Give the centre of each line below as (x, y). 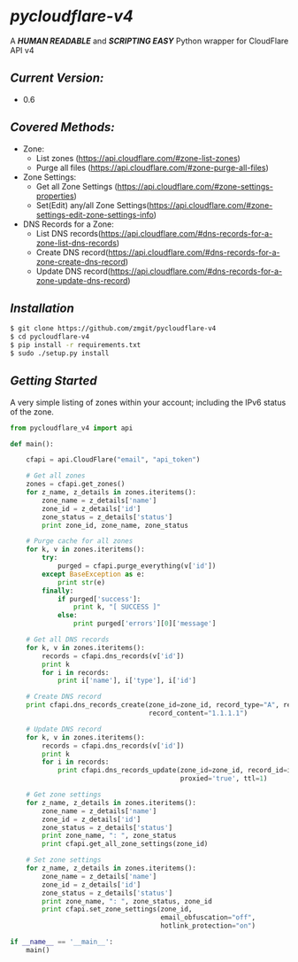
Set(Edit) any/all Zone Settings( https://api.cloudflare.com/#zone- (154, 205)
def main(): (32, 444)
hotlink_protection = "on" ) (208, 926)
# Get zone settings (64, 795)
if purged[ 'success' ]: (99, 599)
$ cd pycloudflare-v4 (50, 337)
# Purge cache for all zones (80, 541)
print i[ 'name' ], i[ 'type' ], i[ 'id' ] (127, 681)
